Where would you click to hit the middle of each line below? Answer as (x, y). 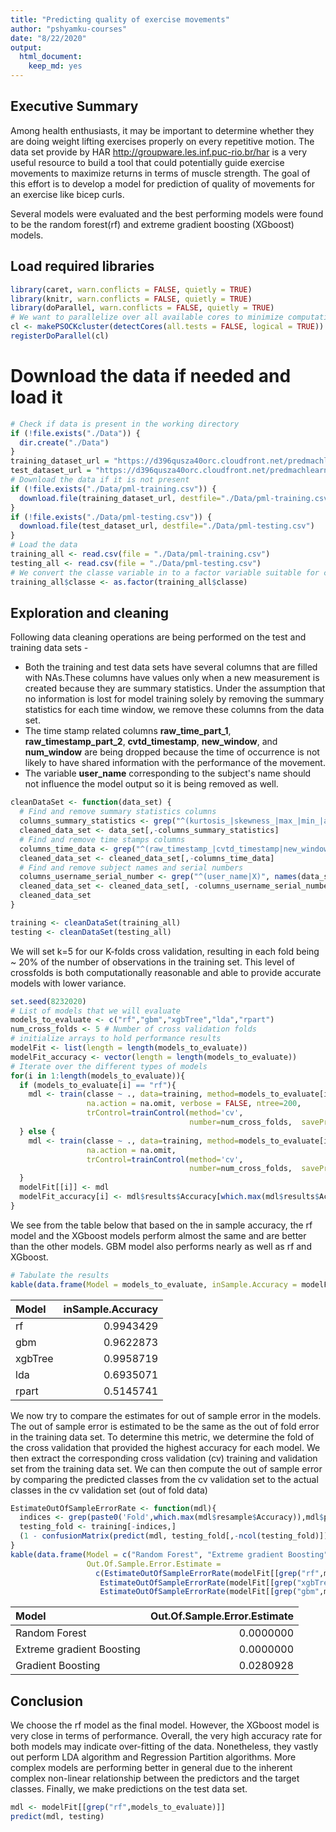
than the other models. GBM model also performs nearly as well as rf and (161, 1246)
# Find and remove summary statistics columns (118, 812)
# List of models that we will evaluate (96, 1011)
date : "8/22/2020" (48, 38)
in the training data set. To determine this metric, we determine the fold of (162, 1437)
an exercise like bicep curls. (67, 194)
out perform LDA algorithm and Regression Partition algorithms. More (153, 1757)
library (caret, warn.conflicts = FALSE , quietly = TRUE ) (131, 289)
